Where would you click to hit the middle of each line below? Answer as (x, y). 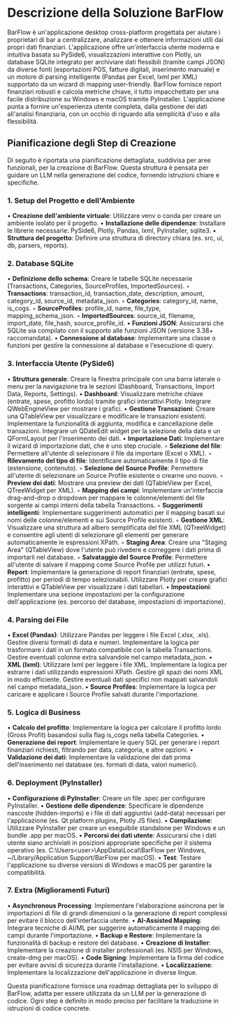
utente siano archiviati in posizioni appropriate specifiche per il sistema (109, 843)
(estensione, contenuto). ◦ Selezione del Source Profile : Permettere (105, 468)
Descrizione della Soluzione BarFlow (116, 13)
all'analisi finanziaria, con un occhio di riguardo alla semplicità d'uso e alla (114, 114)
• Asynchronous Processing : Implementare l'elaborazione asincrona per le (116, 906)
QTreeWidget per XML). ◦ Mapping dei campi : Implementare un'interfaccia (115, 490)
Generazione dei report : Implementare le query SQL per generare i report (114, 743)
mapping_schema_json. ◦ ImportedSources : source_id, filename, (101, 316)
